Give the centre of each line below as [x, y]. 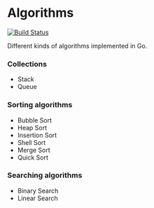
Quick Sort [33, 157]
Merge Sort [34, 150]
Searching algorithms [45, 175]
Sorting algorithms [40, 105]
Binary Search [38, 190]
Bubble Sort [35, 120]
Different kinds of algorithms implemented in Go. [77, 46]
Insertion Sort [37, 135]
